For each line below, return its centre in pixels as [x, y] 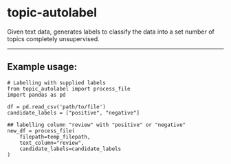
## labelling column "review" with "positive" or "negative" [97, 125]
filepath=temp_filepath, [55, 137]
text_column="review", [52, 143]
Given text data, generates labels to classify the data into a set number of [111, 32]
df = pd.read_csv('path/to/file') [57, 107]
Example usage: [42, 67]
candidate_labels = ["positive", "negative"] [73, 113]
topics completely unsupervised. [53, 38]
